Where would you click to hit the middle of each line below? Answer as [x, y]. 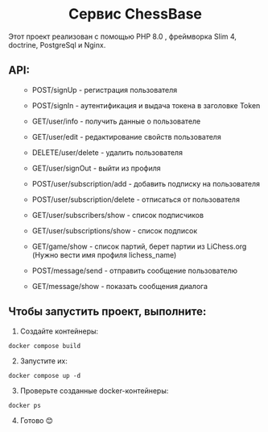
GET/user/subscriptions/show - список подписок [115, 230]
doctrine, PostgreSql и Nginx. [57, 44]
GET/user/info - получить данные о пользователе [116, 121]
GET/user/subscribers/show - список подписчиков [118, 215]
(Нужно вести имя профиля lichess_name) [104, 254]
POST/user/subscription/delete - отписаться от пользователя [136, 199]
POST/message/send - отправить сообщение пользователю [134, 271]
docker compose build [45, 346]
